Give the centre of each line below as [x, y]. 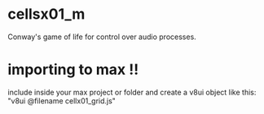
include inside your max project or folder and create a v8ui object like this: [132, 92]
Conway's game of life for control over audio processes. [102, 37]
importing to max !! [73, 70]
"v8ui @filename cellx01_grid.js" [62, 101]
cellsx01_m [46, 14]
